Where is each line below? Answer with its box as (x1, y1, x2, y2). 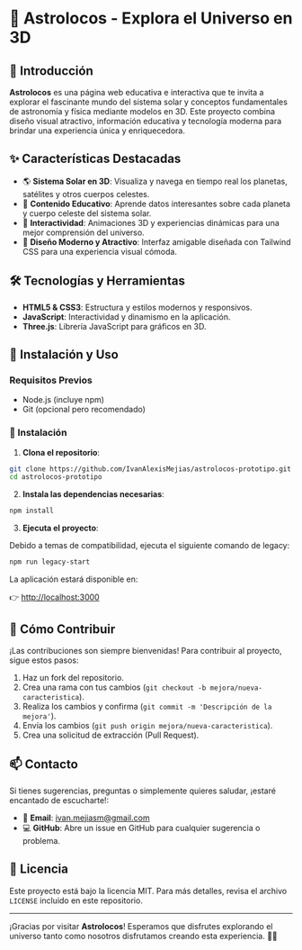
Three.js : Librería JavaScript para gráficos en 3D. (22, 321, 207, 331)
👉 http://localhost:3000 (9, 592, 101, 602)
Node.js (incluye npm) (22, 394, 105, 405)
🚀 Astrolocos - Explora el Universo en (9, 8, 293, 29)
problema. (22, 835, 61, 846)
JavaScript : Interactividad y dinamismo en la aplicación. (22, 311, 231, 322)
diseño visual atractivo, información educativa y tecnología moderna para (9, 116, 282, 126)
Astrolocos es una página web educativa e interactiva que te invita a (9, 87, 264, 97)
